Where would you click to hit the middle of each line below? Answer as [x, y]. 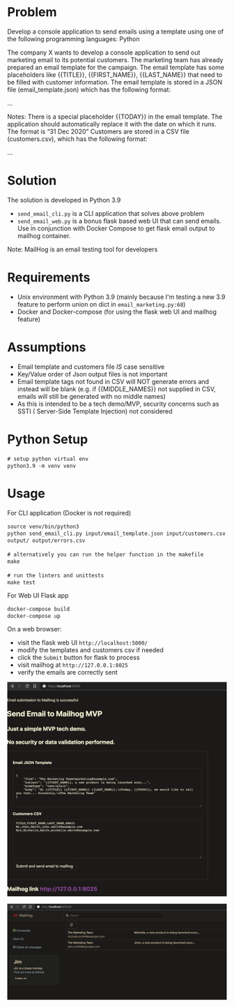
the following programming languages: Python [74, 38]
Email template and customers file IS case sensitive [91, 367]
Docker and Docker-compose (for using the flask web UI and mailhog [117, 311]
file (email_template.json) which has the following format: [89, 89]
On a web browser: [34, 629]
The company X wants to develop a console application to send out [104, 52]
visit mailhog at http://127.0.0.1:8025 [73, 665]
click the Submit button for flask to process [79, 657]
